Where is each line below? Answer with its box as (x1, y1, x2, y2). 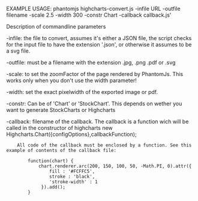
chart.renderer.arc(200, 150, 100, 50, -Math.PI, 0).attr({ (38, 163, 192, 169)
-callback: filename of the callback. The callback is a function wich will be (6, 118, 189, 125)
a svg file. (6, 47, 31, 54)
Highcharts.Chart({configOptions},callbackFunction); (6, 131, 137, 138)
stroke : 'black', (49, 173, 95, 179)
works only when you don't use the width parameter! (6, 77, 137, 84)
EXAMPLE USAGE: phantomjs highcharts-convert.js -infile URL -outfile (6, 5, 181, 12)
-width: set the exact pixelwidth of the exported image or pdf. (6, 89, 158, 95)
